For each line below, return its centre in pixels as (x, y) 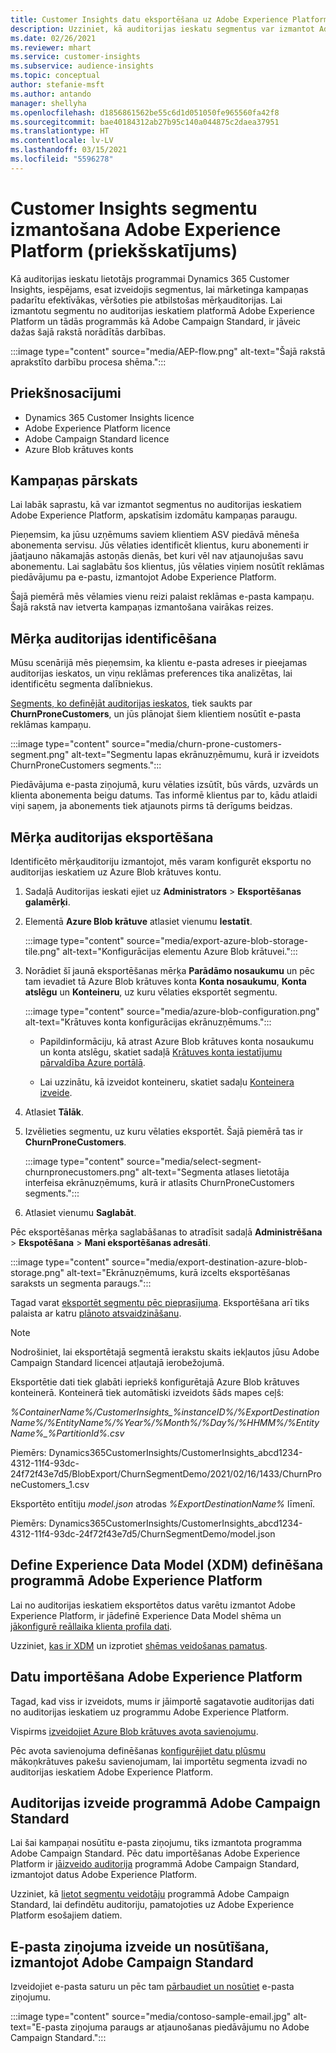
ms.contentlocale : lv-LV (62, 141)
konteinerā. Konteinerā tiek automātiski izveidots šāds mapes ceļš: (147, 1392)
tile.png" (42, 951)
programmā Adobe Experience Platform (136, 1581)
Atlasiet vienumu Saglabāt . (80, 1212)
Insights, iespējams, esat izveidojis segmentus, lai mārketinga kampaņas (159, 289)
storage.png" (37, 1272)
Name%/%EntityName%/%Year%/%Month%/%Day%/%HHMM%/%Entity (165, 1422)
